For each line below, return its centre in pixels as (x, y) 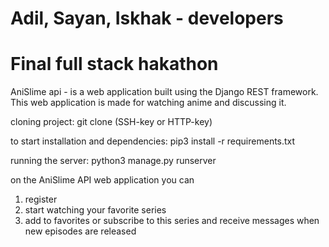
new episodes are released (80, 231)
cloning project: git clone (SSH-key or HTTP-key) (111, 122)
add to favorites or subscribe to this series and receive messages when (172, 221)
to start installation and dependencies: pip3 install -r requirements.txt (153, 141)
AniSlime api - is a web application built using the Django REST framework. (164, 92)
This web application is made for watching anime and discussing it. (148, 103)
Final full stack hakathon (114, 64)
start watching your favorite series (95, 210)
